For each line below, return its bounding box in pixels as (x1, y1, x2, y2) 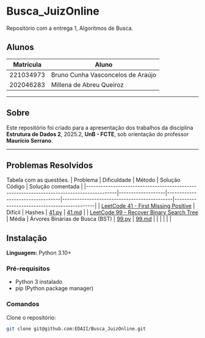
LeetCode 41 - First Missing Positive (101, 203, 192, 210)
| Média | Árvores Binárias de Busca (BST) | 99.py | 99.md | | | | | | (6, 215, 172, 223)
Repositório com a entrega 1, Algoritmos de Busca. (6, 24, 134, 32)
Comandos (6, 300, 40, 309)
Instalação (6, 233, 48, 243)
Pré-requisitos (6, 264, 50, 273)
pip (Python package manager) (15, 285, 94, 292)
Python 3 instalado (15, 278, 63, 286)
